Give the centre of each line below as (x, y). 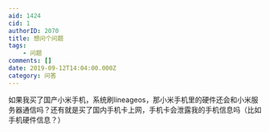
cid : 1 (19, 23)
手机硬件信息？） (37, 120)
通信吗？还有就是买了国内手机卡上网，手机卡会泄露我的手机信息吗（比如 (142, 109)
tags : (17, 46)
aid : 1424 (25, 16)
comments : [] (30, 61)
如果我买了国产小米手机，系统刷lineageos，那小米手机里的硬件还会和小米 (130, 99)
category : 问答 (33, 76)
